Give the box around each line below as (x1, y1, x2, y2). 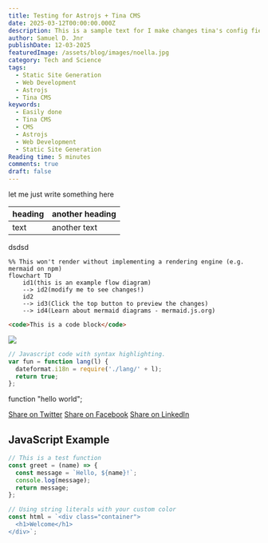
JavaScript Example (8, 433, 110, 446)
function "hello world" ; (8, 394, 83, 404)
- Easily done (15, 109, 62, 117)
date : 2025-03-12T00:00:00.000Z (8, 19, 116, 27)
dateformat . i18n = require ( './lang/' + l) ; (15, 365, 162, 373)
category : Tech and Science (8, 57, 102, 65)
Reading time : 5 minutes (8, 153, 91, 161)
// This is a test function (8, 454, 102, 462)
